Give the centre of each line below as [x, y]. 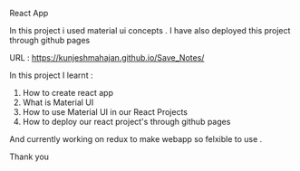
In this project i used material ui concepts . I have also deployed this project [150, 30]
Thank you [29, 157]
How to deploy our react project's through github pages [126, 122]
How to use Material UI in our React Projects [105, 112]
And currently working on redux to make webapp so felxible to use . [136, 139]
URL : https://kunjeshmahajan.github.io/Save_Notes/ [107, 57]
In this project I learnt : [51, 75]
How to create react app [68, 93]
